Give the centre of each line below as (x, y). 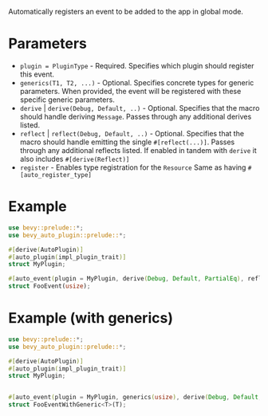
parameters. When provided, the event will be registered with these (130, 91)
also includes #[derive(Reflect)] (75, 159)
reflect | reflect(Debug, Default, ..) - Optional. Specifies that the (132, 133)
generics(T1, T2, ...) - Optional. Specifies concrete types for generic (137, 82)
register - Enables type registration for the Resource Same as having (133, 167)
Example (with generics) (91, 318)
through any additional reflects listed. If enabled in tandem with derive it (138, 150)
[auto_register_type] (55, 175)
